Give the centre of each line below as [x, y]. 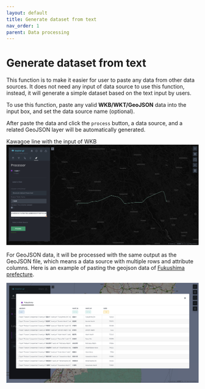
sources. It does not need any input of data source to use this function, [95, 87]
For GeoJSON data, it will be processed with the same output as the [92, 255]
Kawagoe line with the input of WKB [52, 142]
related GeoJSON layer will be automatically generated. [76, 130]
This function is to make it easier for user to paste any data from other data [101, 80]
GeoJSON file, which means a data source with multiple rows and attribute [100, 261]
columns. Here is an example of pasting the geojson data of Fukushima [95, 267]
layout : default [27, 13]
